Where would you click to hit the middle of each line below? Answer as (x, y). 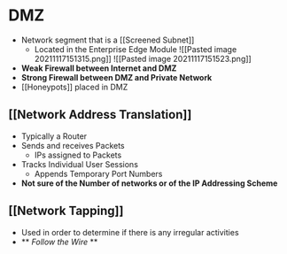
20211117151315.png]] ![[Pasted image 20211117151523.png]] (143, 58)
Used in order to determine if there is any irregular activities (130, 232)
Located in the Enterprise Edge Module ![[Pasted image (136, 49)
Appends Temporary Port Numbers (98, 173)
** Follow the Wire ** (59, 242)
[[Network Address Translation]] (100, 115)
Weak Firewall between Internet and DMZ (99, 68)
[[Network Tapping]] (66, 211)
